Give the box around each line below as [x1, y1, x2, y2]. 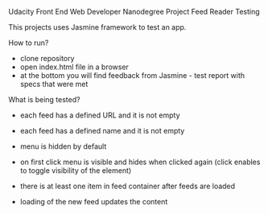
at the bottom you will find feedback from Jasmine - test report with [19, 71, 245, 80]
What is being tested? [8, 95, 80, 104]
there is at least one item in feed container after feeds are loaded [19, 181, 236, 191]
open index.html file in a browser [19, 62, 129, 72]
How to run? [8, 38, 49, 47]
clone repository [19, 54, 75, 63]
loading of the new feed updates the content [19, 197, 168, 206]
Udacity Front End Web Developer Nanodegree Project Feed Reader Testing [8, 7, 260, 16]
